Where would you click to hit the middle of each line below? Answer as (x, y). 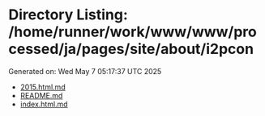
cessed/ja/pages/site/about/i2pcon (131, 49)
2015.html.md (43, 87)
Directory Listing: (68, 15)
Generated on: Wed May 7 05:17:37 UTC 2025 (85, 71)
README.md (41, 95)
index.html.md (44, 104)
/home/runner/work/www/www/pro (132, 32)
